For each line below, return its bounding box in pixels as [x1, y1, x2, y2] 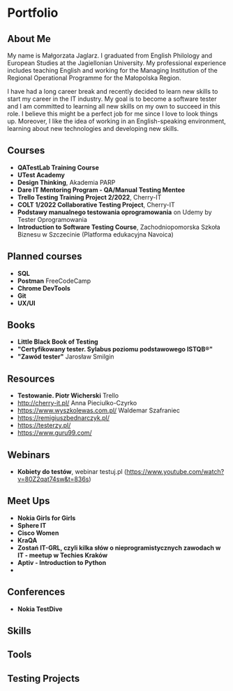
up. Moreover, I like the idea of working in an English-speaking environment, [7, 117, 227, 125]
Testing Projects [7, 672, 80, 684]
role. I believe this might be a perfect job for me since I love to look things [7, 110, 218, 118]
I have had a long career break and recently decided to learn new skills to [7, 88, 218, 95]
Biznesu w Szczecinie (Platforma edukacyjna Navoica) [17, 230, 174, 239]
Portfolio [7, 5, 59, 21]
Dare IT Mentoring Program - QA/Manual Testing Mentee [17, 186, 186, 194]
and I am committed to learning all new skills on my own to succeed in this [7, 102, 221, 110]
